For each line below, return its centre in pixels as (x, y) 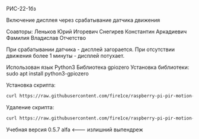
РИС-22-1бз (21, 9)
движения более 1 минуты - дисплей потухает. (65, 56)
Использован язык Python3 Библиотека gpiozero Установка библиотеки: (98, 67)
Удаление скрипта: (30, 107)
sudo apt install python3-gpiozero (47, 73)
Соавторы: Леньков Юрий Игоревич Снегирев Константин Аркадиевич (97, 31)
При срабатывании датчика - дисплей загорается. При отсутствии (90, 49)
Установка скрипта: (31, 85)
